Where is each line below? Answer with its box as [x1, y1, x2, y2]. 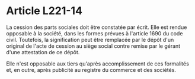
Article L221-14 [6, 4, 83, 18]
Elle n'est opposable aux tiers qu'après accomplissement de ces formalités [6, 60, 190, 67]
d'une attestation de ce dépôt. [6, 48, 80, 55]
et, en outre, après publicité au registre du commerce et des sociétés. [6, 66, 177, 73]
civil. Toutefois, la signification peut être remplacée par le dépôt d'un [6, 36, 174, 43]
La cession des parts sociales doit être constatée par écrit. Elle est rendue [6, 24, 187, 31]
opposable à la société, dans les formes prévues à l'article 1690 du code [6, 29, 183, 37]
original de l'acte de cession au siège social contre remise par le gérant [6, 42, 181, 50]
